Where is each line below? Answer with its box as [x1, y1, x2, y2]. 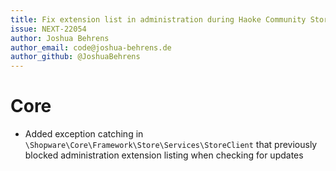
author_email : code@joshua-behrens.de [10, 42, 172, 53]
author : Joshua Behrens [10, 33, 110, 43]
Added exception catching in [24, 128, 144, 140]
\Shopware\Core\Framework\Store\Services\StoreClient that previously [24, 139, 318, 151]
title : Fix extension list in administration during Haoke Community [10, 14, 307, 25]
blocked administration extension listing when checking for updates [24, 149, 304, 161]
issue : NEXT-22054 [10, 24, 87, 34]
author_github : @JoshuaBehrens [10, 52, 141, 62]
